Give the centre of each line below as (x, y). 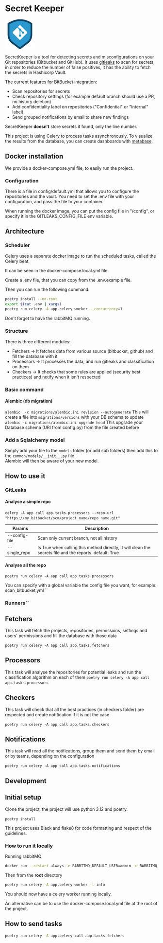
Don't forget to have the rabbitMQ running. (48, 319)
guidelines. (16, 833)
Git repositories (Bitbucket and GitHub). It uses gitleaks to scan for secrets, (80, 62)
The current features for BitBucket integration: (51, 82)
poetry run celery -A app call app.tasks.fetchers (57, 646)
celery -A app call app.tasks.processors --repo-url (59, 513)
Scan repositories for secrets (41, 91)
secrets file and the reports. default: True (78, 552)
